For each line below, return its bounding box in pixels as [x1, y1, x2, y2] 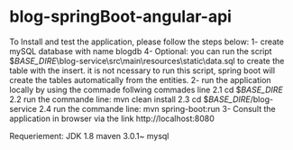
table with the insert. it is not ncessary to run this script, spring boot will [9, 65, 276, 76]
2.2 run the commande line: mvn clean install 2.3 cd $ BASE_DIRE [9, 93, 251, 105]
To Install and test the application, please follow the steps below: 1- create [9, 36, 284, 47]
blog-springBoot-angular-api [9, 6, 233, 27]
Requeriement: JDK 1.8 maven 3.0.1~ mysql [9, 130, 169, 141]
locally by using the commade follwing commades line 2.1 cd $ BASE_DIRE [9, 84, 284, 95]
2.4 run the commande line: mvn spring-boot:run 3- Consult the [39, 103, 277, 114]
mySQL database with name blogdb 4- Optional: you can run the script [9, 45, 272, 56]
